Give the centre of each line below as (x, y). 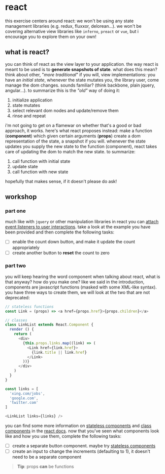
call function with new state (40, 172)
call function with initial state (41, 161)
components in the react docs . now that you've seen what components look (82, 431)
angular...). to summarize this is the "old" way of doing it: (63, 90)
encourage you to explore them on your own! (51, 37)
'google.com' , (24, 398)
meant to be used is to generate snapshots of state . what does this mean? (81, 69)
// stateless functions (30, 307)
